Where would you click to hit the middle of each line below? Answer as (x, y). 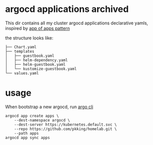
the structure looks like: (29, 38)
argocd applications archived (67, 9)
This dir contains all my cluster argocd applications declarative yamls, (77, 23)
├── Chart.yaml (21, 47)
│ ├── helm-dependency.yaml (37, 60)
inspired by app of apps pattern (38, 28)
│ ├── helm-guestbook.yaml (35, 64)
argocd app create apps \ (32, 116)
